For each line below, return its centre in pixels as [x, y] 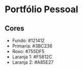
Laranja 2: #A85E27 [33, 62]
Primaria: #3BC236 [32, 46]
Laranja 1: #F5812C [32, 57]
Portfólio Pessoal [41, 9]
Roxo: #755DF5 [28, 51]
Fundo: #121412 [28, 40]
